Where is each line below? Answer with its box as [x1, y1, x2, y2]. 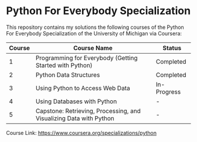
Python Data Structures [35, 71, 100, 79]
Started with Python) [35, 61, 93, 69]
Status [162, 44, 182, 52]
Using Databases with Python [35, 97, 117, 105]
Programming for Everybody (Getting [35, 54, 138, 62]
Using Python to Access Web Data [35, 84, 130, 92]
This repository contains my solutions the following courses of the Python [6, 24, 185, 31]
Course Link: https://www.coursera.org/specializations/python [6, 129, 157, 136]
